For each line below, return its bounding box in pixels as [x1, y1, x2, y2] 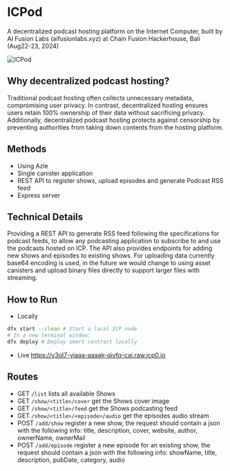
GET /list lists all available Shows [17, 389, 116, 398]
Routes [7, 371, 39, 383]
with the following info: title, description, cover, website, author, [17, 426, 198, 434]
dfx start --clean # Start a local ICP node [7, 326, 137, 332]
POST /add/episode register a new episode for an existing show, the [17, 441, 211, 449]
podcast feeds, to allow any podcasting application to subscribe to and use [7, 237, 221, 245]
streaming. [7, 274, 38, 282]
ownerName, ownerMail [17, 434, 86, 442]
